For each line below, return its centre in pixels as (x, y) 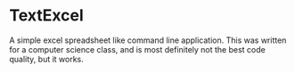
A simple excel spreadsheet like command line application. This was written (148, 40)
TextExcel (47, 16)
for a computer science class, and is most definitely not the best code (137, 49)
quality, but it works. (47, 59)
